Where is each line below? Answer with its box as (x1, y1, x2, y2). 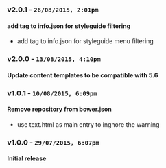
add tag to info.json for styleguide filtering (7, 22, 131, 30)
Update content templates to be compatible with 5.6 (7, 71, 158, 80)
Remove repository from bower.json (7, 105, 112, 114)
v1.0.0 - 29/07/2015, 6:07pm (7, 137, 99, 147)
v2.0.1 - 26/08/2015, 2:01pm (7, 5, 99, 14)
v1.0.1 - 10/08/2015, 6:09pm (7, 88, 97, 97)
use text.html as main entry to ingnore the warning (16, 120, 160, 128)
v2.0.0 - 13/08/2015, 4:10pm (7, 54, 101, 64)
